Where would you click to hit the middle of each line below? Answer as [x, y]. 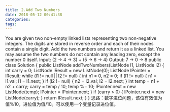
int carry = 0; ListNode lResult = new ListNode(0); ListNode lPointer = [78, 71]
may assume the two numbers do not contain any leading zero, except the [83, 54]
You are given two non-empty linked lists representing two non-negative [81, 38]
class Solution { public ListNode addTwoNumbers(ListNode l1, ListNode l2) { [85, 65]
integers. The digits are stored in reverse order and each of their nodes [79, 44]
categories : [18, 19]
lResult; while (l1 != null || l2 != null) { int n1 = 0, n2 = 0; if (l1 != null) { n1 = [81, 76]
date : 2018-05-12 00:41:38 [34, 15]
